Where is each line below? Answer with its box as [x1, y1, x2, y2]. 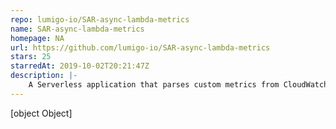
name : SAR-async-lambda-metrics [10, 24, 145, 34]
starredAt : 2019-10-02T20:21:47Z [10, 61, 150, 71]
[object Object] [10, 107, 73, 119]
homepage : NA [10, 33, 65, 43]
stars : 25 [10, 52, 52, 62]
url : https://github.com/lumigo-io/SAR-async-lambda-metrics [10, 42, 271, 53]
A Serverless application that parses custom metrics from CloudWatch [28, 80, 329, 90]
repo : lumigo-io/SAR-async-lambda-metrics [10, 14, 190, 25]
